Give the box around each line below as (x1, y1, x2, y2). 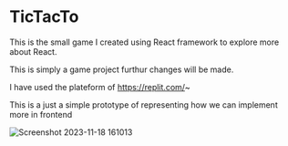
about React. (9, 46, 57, 57)
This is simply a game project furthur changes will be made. (9, 64, 234, 75)
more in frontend (9, 109, 73, 120)
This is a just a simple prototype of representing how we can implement (9, 99, 278, 110)
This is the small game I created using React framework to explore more (9, 36, 280, 47)
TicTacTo (9, 6, 79, 27)
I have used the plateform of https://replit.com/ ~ (9, 81, 191, 92)
